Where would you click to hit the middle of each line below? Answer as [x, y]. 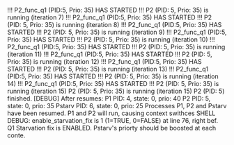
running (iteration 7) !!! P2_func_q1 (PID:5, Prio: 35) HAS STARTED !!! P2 [110, 17]
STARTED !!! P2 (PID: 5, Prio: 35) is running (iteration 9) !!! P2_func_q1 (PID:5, [117, 32]
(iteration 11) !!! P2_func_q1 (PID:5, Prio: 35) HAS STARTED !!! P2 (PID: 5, [110, 54]
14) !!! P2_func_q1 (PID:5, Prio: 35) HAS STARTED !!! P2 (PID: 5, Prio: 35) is [113, 84]
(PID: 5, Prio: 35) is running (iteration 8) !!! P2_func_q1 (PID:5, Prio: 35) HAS [115, 25]
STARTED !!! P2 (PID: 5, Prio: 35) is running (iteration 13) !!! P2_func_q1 [108, 69]
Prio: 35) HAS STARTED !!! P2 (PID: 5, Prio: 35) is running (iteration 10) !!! [111, 40]
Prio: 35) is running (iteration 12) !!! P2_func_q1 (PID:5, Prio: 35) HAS [104, 61]
